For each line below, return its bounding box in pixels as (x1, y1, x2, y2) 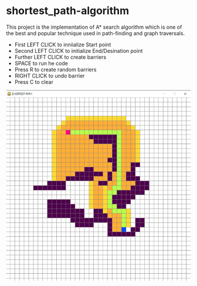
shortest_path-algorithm (6, 4, 130, 18)
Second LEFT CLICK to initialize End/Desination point (14, 47, 143, 54)
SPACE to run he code (14, 60, 69, 67)
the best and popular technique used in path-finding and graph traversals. (6, 29, 185, 36)
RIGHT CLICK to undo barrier (14, 72, 85, 79)
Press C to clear (14, 78, 54, 86)
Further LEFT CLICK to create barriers (14, 53, 107, 60)
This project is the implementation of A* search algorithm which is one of (6, 23, 182, 30)
